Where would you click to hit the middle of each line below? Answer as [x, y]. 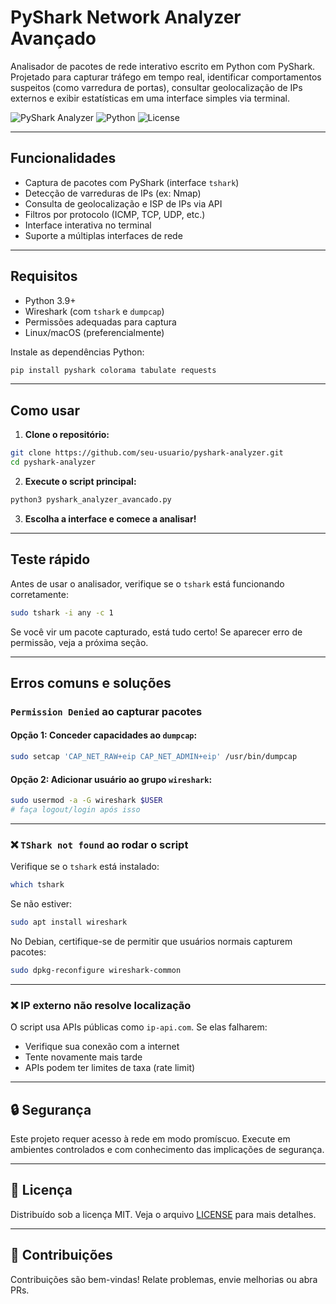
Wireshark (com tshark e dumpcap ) [94, 311]
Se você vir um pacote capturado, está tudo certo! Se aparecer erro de [156, 632]
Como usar [45, 410]
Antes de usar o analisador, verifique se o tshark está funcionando [147, 583]
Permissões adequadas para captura [100, 322]
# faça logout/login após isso [75, 810]
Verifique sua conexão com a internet [102, 1047]
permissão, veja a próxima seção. [79, 642]
